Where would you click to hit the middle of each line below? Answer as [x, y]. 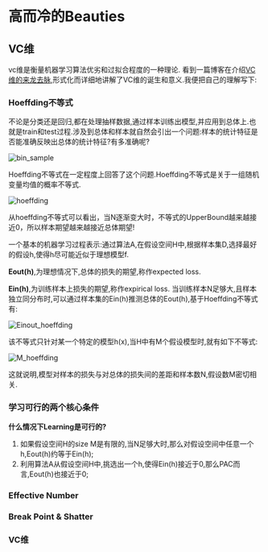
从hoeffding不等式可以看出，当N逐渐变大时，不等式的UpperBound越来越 [129, 218]
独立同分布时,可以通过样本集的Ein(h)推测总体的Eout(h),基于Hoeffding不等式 [133, 299]
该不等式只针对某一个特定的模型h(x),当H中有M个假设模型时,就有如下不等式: [133, 342]
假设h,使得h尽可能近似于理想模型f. [72, 255]
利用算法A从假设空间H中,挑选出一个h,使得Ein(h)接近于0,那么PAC [126, 463]
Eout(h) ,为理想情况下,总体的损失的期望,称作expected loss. [105, 272]
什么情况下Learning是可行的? [58, 426]
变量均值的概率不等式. [45, 185]
